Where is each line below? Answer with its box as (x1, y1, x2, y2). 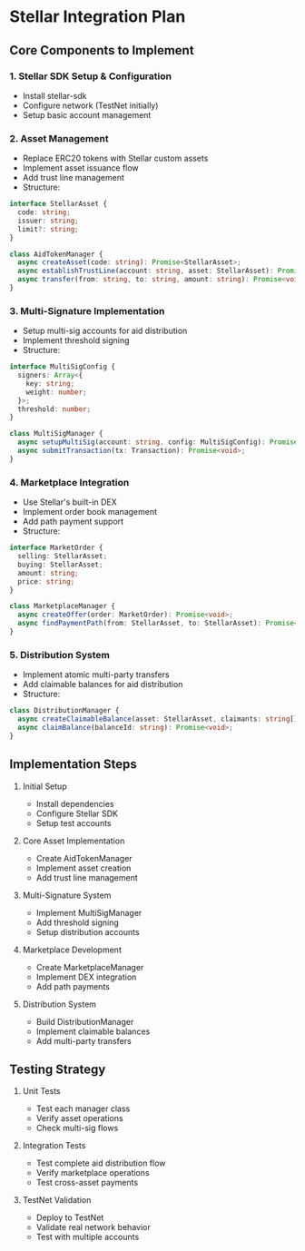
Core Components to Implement (9, 43, 194, 58)
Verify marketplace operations (35, 1167, 150, 1178)
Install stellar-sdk (22, 90, 87, 101)
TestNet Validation (22, 1195, 92, 1206)
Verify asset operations (35, 1113, 124, 1124)
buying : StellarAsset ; (17, 560, 103, 569)
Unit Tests (22, 1086, 61, 1097)
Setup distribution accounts (35, 926, 140, 937)
